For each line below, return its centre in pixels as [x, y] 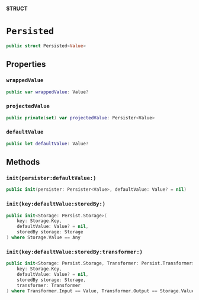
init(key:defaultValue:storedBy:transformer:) [75, 252]
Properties [26, 64]
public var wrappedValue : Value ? [47, 92]
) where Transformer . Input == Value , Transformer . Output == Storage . [94, 291]
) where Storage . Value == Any [44, 238]
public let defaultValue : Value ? [47, 144]
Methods [23, 162]
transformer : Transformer [49, 285]
